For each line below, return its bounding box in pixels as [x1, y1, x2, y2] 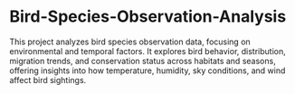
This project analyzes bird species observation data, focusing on [9, 36, 251, 47]
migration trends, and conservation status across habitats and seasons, [9, 55, 276, 66]
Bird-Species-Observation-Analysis [9, 6, 287, 27]
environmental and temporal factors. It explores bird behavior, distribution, [9, 45, 287, 56]
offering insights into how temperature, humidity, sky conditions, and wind [9, 65, 286, 76]
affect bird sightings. [9, 74, 87, 85]
